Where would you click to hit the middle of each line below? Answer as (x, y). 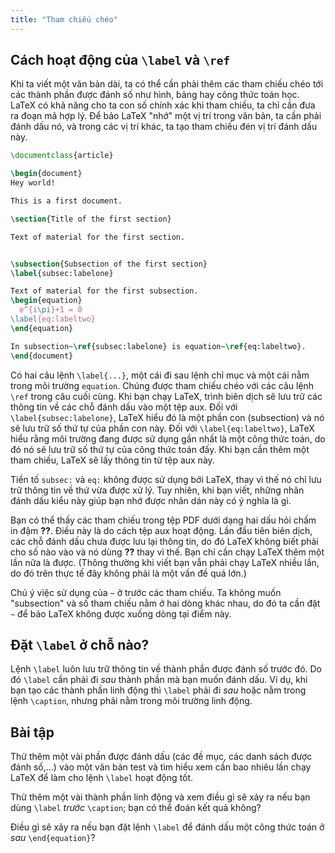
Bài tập (32, 732)
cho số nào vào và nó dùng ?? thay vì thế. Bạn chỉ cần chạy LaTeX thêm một (167, 552)
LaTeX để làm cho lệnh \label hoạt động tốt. (102, 778)
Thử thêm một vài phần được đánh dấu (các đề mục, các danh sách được (161, 757)
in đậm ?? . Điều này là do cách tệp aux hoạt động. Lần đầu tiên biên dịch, (161, 530)
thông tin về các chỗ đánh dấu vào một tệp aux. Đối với (124, 407)
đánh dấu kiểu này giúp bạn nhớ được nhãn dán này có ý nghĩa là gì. (151, 500)
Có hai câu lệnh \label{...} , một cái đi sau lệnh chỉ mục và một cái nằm (160, 375)
